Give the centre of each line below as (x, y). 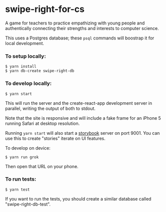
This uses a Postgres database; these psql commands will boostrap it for (80, 38)
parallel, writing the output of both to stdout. (50, 108)
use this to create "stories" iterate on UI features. (55, 138)
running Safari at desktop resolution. (42, 123)
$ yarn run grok (22, 157)
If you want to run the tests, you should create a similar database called (78, 199)
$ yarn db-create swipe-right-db (40, 71)
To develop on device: (28, 148)
